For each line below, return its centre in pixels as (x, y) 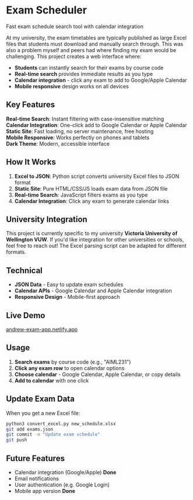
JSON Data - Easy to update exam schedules (69, 285)
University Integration (47, 219)
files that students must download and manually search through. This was (95, 44)
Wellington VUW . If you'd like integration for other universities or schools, (95, 240)
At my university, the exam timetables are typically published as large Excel (96, 37)
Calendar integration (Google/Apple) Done (65, 472)
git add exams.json (30, 429)
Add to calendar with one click (52, 380)
